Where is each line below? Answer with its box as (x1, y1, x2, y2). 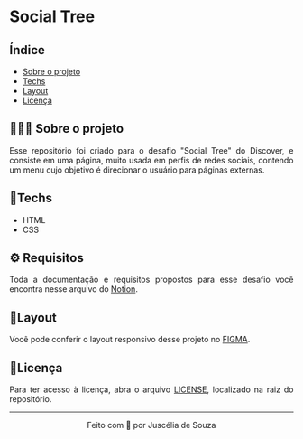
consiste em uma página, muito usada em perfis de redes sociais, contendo (9, 154, 294, 165)
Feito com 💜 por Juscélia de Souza (87, 420, 216, 431)
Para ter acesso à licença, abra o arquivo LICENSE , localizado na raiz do (9, 384, 295, 395)
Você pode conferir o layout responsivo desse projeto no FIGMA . (9, 334, 251, 345)
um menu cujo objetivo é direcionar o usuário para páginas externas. (9, 164, 265, 175)
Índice (9, 42, 45, 58)
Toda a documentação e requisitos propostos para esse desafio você (9, 274, 294, 285)
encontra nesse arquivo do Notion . (9, 284, 138, 294)
